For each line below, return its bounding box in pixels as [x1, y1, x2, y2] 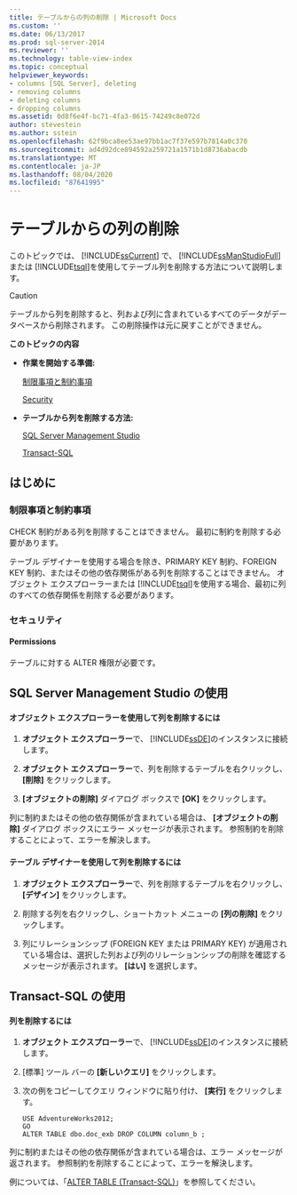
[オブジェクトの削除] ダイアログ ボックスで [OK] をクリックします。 [21, 793, 271, 804]
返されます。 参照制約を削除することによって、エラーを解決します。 [9, 1158, 258, 1168]
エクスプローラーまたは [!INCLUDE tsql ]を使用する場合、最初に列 [50, 578, 286, 589]
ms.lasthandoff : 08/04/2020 [9, 170, 113, 179]
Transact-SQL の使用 [9, 989, 126, 1004]
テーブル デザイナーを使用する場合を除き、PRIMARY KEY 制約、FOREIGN [9, 556, 277, 567]
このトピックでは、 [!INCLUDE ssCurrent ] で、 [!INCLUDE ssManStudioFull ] [9, 251, 281, 261]
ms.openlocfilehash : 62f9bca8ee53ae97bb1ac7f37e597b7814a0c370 [9, 137, 248, 146]
